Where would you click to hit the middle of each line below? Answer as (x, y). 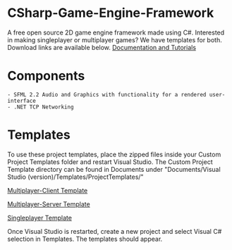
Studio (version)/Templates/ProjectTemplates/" (75, 177)
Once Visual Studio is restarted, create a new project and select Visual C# (115, 231)
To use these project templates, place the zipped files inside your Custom (114, 154)
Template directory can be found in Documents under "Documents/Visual (114, 169)
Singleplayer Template (40, 218)
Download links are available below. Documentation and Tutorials (102, 47)
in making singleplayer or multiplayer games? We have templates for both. (115, 39)
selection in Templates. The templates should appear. (85, 239)
